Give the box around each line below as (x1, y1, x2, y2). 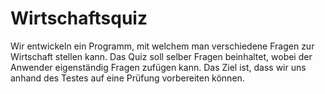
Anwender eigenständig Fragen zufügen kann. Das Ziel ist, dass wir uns (10, 61, 307, 73)
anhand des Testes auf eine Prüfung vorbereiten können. (10, 72, 245, 84)
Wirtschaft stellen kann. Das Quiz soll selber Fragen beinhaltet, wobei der (10, 50, 313, 62)
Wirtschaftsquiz (10, 7, 148, 30)
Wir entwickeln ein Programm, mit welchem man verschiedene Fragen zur (10, 40, 315, 52)
